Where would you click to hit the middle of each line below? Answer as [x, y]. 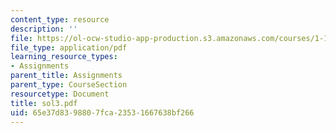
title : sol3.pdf [44, 103]
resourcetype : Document [60, 94]
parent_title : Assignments [66, 76]
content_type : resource [60, 19]
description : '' [44, 29]
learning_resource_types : [64, 57]
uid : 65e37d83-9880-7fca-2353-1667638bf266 [102, 112]
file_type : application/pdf [69, 47]
